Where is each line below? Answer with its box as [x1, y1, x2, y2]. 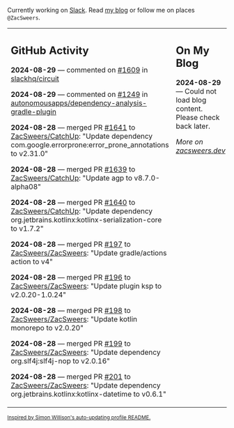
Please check [175, 112, 220, 122]
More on [175, 137, 203, 146]
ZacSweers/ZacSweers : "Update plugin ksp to [10, 281, 162, 291]
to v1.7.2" [10, 223, 44, 233]
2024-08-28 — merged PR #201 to [10, 372, 131, 381]
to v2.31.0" [10, 148, 49, 158]
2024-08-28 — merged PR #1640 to [10, 197, 136, 207]
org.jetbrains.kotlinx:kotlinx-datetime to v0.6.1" [10, 389, 166, 399]
